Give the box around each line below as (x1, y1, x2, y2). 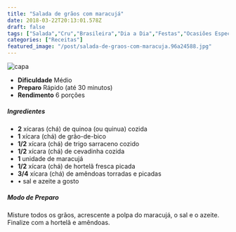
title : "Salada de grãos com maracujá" (7, 10, 124, 18)
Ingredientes (7, 107, 46, 115)
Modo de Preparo (7, 193, 60, 201)
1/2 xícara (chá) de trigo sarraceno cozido (17, 139, 140, 148)
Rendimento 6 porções (17, 91, 86, 99)
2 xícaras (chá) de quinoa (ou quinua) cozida (17, 124, 147, 133)
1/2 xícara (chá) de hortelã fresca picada (17, 162, 136, 170)
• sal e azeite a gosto (17, 176, 79, 185)
